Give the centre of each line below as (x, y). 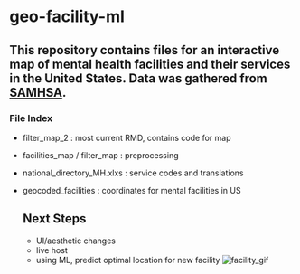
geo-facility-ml (67, 17)
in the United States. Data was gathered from (139, 78)
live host (52, 250)
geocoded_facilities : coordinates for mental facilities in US (131, 190)
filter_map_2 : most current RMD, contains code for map (127, 137)
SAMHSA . (38, 92)
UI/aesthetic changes (75, 241)
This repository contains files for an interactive (145, 50)
